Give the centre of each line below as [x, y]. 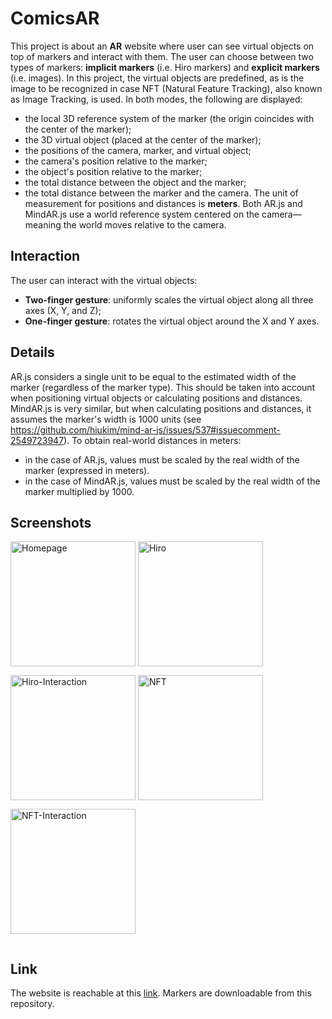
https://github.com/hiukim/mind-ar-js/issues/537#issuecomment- [145, 429]
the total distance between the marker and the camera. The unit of [161, 193]
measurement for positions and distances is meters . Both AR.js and [163, 203]
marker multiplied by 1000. [79, 491]
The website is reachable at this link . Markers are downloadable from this [161, 993]
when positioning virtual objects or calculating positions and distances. [156, 398]
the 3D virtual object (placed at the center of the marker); [143, 139]
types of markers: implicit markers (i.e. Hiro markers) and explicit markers [165, 67]
